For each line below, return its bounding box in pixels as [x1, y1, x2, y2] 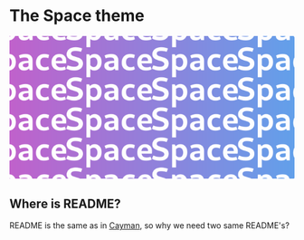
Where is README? [9, 196, 121, 211]
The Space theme [9, 5, 145, 26]
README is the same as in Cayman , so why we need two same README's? [9, 220, 290, 231]
